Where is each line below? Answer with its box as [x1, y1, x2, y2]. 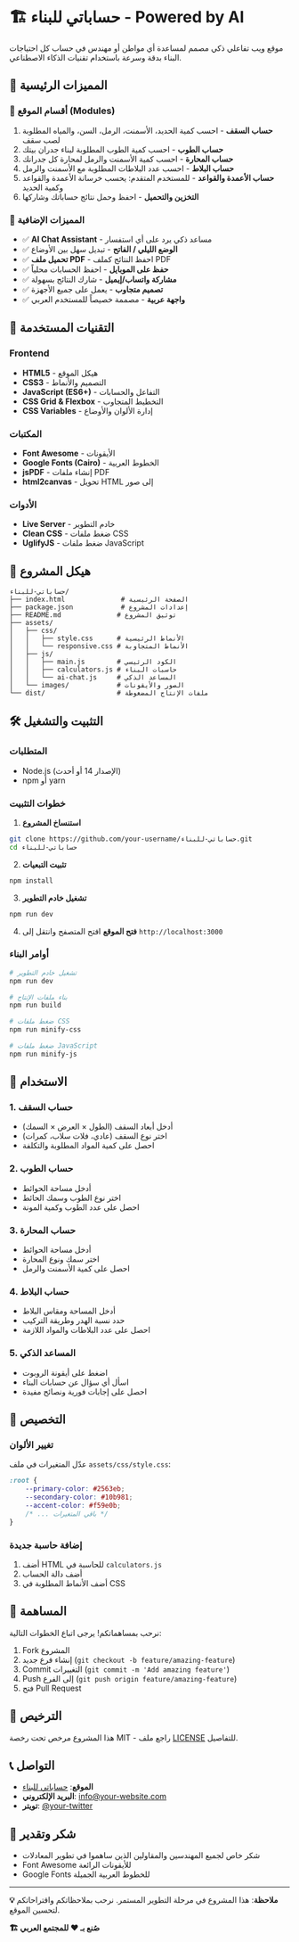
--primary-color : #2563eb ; [25, 1485, 125, 1494]
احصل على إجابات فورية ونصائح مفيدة [21, 1386, 148, 1396]
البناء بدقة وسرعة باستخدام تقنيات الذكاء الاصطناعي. [9, 52, 182, 62]
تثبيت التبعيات [21, 859, 67, 869]
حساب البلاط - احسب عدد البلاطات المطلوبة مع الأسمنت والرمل [21, 162, 234, 174]
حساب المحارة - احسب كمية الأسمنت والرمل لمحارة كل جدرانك [21, 153, 234, 164]
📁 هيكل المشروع [9, 564, 92, 579]
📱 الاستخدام [9, 1074, 68, 1090]
